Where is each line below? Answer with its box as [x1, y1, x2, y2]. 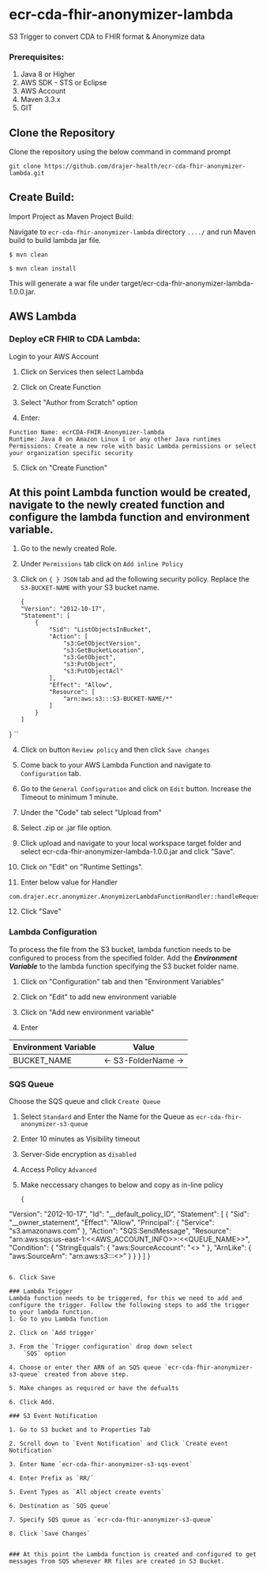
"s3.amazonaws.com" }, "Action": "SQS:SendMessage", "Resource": [9, 1226, 232, 1235]
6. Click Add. [9, 1398, 56, 1406]
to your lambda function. [9, 1308, 94, 1316]
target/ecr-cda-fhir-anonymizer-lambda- [121, 279, 254, 288]
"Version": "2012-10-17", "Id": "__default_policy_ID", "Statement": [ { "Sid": [9, 1209, 249, 1219]
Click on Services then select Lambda [20, 366, 144, 377]
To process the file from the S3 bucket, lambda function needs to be [9, 944, 231, 954]
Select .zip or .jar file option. [20, 823, 113, 832]
